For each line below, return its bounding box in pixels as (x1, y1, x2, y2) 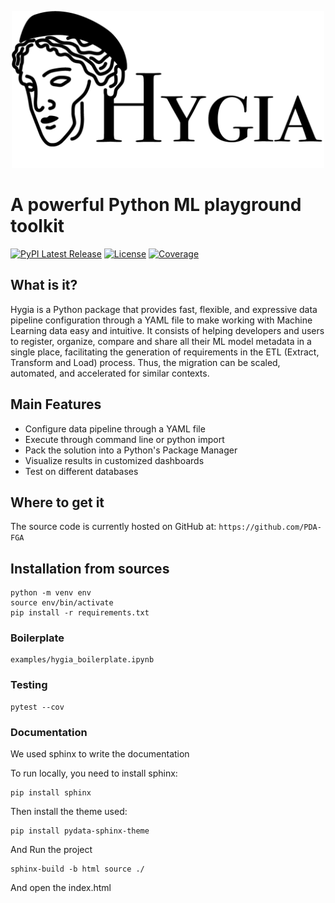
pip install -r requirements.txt (10, 608, 150, 618)
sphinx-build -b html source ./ (10, 864, 145, 875)
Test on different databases (24, 465, 139, 477)
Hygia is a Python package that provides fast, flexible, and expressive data (10, 303, 318, 315)
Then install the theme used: (10, 806, 128, 818)
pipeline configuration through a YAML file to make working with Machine (10, 314, 313, 326)
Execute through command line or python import (24, 433, 225, 445)
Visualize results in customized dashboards (24, 454, 205, 466)
